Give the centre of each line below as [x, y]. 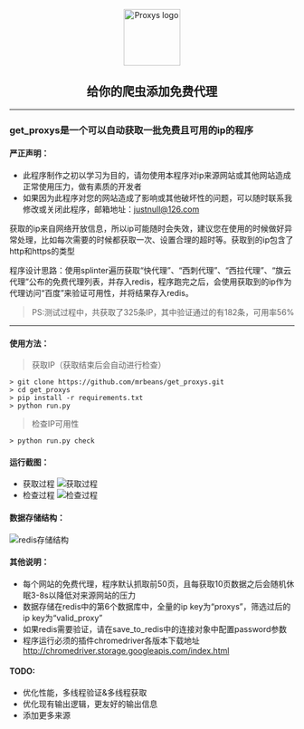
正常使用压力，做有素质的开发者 [82, 187]
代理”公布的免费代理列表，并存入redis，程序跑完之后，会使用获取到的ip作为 [151, 282]
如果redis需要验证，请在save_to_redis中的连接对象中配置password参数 [155, 628]
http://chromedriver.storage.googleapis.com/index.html [126, 650]
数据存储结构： [37, 517]
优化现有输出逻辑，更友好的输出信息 [90, 704]
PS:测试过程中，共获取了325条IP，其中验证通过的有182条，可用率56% [163, 312]
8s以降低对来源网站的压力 [87, 595]
